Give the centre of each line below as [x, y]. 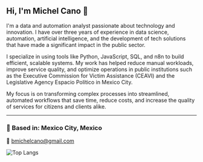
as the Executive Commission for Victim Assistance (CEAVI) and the [91, 75]
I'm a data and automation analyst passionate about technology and [91, 25]
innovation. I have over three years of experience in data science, [88, 32]
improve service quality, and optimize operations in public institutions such [99, 69]
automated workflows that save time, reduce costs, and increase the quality [101, 100]
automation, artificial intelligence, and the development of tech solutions [96, 38]
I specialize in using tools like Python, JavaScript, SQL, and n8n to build [95, 56]
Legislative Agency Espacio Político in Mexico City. [69, 82]
